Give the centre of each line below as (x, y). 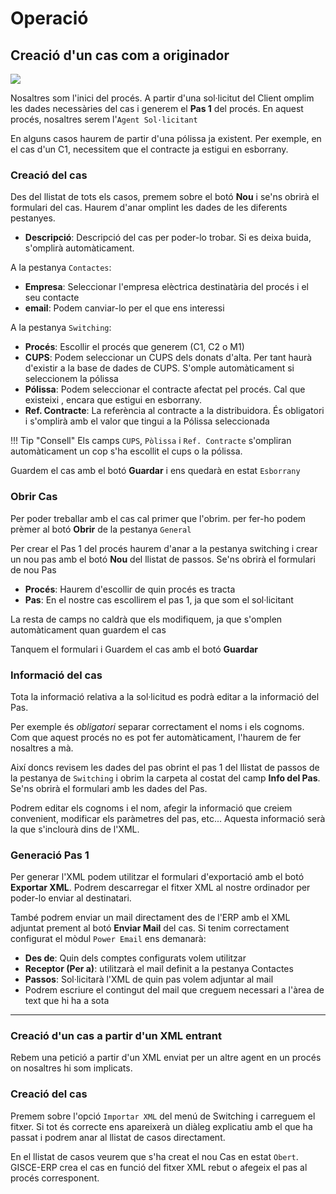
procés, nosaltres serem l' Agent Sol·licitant (104, 119)
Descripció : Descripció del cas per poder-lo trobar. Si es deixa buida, (168, 238)
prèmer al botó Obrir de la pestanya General (101, 529)
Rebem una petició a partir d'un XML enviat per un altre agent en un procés (166, 1058)
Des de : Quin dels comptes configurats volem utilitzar (135, 958)
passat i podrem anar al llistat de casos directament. (118, 1137)
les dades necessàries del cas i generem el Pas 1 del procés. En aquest (157, 108)
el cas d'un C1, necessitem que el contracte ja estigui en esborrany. (149, 149)
